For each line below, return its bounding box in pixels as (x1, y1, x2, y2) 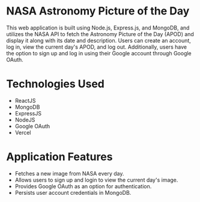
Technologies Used (6, 77, 105, 91)
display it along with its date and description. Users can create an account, (6, 37, 191, 44)
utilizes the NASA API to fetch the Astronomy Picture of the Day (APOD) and (6, 30, 194, 37)
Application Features (6, 150, 113, 164)
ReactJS (14, 97, 36, 104)
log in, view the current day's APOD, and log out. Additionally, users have (6, 43, 187, 50)
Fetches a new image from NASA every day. (14, 170, 124, 177)
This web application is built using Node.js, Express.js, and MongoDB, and (6, 24, 190, 31)
